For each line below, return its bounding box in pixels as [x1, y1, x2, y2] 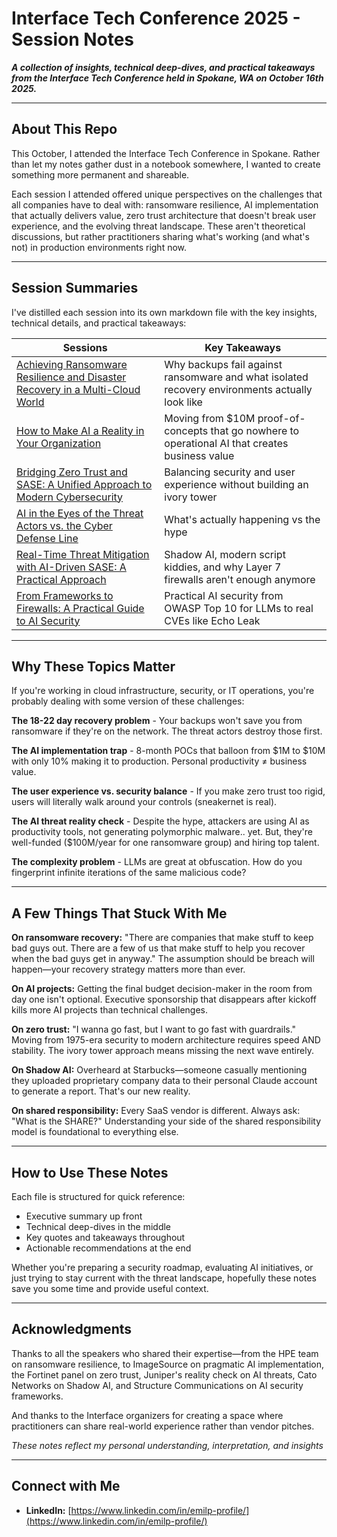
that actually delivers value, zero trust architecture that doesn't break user [11, 209, 317, 221]
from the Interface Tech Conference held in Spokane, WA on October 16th [11, 72, 324, 84]
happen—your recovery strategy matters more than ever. [11, 963, 246, 976]
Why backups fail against [164, 357, 283, 371]
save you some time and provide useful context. [11, 1283, 209, 1294]
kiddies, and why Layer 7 [164, 560, 282, 574]
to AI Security [16, 613, 81, 627]
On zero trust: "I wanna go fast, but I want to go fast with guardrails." [11, 1023, 297, 1036]
